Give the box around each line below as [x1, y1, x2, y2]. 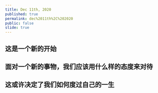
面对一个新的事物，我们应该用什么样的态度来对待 [5, 62, 153, 71]
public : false [5, 20, 34, 26]
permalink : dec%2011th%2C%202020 [5, 16, 73, 21]
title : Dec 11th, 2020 [5, 7, 51, 12]
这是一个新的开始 [5, 44, 57, 53]
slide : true [5, 25, 29, 30]
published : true [5, 12, 38, 17]
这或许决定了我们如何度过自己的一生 [5, 81, 114, 89]
